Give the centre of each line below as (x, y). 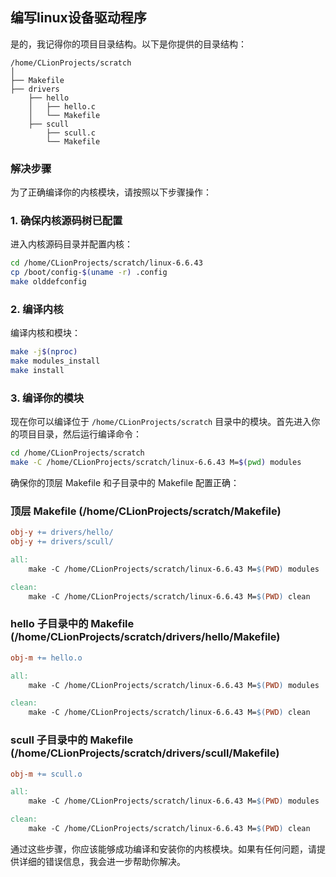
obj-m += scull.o (46, 774)
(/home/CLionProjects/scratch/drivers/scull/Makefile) (145, 753)
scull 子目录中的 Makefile (72, 740)
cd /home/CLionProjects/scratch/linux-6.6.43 (106, 263)
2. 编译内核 (37, 309)
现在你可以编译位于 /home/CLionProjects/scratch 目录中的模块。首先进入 (161, 422)
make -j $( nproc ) (44, 352)
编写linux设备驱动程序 (78, 18)
